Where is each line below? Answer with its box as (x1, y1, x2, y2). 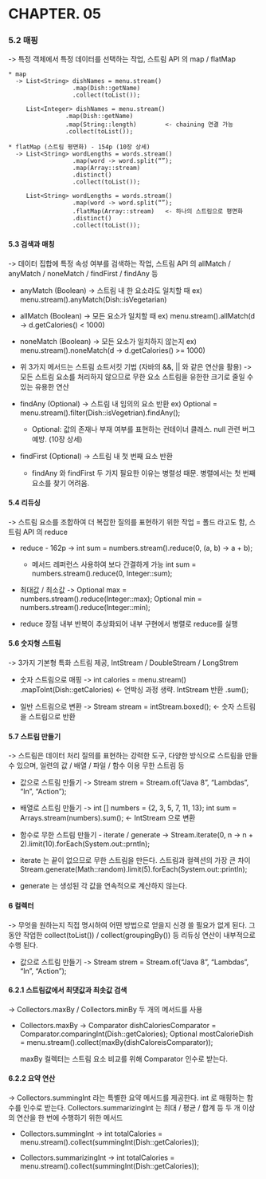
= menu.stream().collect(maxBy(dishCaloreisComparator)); (19, 1037, 213, 1046)
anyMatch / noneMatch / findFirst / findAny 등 (8, 268, 158, 278)
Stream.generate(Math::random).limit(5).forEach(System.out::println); (19, 864, 248, 874)
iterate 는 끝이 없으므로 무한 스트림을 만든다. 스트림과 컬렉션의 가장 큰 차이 (19, 856, 251, 865)
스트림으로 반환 (28, 712, 76, 722)
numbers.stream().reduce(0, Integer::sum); (31, 568, 173, 578)
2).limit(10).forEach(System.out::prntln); (19, 839, 150, 849)
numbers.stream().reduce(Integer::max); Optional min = (19, 594, 203, 603)
